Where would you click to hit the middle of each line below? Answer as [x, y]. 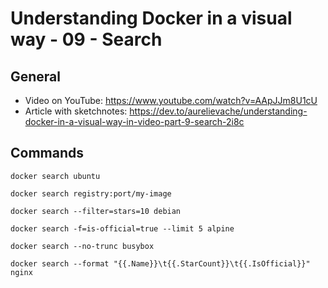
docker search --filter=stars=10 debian [96, 211]
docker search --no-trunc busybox [82, 246]
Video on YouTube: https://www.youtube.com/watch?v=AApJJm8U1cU [171, 100]
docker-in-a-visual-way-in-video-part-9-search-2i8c [134, 121]
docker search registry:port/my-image [91, 193]
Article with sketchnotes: [76, 111]
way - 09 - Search [86, 39]
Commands [47, 153]
